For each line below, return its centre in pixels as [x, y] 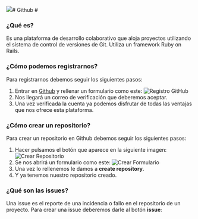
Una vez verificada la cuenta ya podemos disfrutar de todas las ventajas [103, 104]
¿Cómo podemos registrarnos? [52, 67]
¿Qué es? [20, 25]
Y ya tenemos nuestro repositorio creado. [66, 175]
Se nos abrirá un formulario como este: [63, 162]
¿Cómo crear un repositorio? [48, 125]
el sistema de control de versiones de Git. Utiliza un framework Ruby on [94, 45]
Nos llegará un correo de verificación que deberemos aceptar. [91, 97]
